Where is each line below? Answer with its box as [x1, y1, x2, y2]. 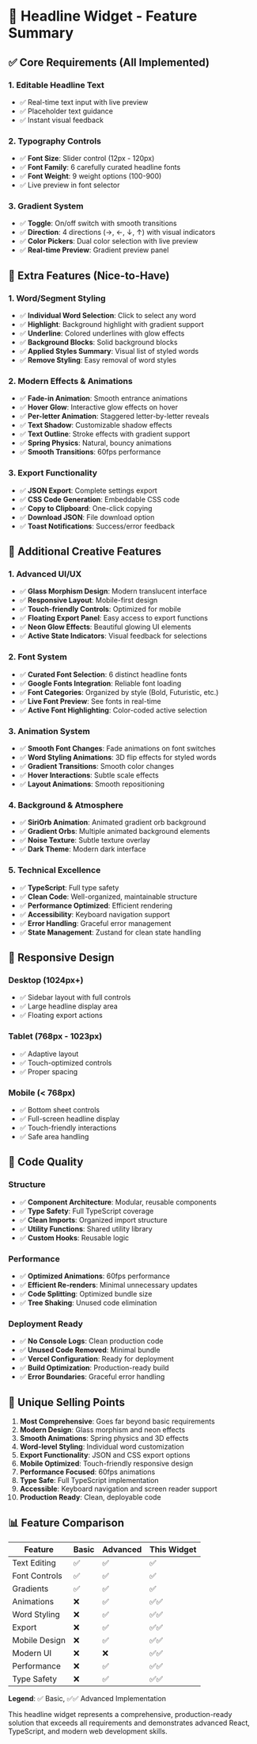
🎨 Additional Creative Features [8, 545, 162, 559]
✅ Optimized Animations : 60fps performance [19, 1271, 170, 1281]
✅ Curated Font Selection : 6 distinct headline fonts [19, 670, 187, 679]
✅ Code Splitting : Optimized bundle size [19, 1289, 153, 1298]
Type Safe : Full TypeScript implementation [19, 1476, 160, 1485]
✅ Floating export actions [19, 1011, 103, 1020]
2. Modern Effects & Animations [8, 376, 133, 387]
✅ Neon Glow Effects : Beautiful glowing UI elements [19, 622, 191, 632]
